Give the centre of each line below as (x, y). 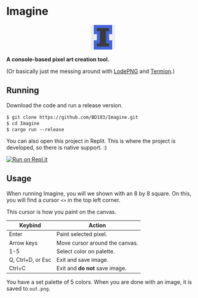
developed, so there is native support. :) (57, 147)
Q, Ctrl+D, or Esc (30, 260)
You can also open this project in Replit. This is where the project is (91, 141)
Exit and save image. (82, 260)
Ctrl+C (17, 269)
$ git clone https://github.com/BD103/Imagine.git (72, 117)
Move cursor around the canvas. (97, 243)
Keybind (30, 226)
